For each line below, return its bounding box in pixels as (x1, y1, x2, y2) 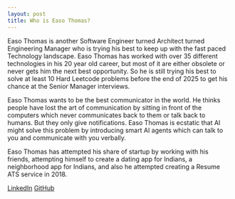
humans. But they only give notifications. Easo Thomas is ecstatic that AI (7, 118, 221, 127)
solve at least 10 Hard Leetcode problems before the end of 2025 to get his (7, 74, 228, 82)
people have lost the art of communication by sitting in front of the (7, 103, 202, 112)
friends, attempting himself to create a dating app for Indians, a (7, 154, 193, 163)
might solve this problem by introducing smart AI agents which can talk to (7, 126, 224, 134)
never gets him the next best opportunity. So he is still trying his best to (7, 67, 216, 75)
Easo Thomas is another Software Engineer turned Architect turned (7, 36, 205, 45)
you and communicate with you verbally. (7, 133, 127, 142)
